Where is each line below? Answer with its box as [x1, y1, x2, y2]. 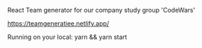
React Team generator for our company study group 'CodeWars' [7, 6, 196, 14]
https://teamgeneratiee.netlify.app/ [7, 19, 110, 27]
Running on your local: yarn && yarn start [7, 33, 128, 41]
